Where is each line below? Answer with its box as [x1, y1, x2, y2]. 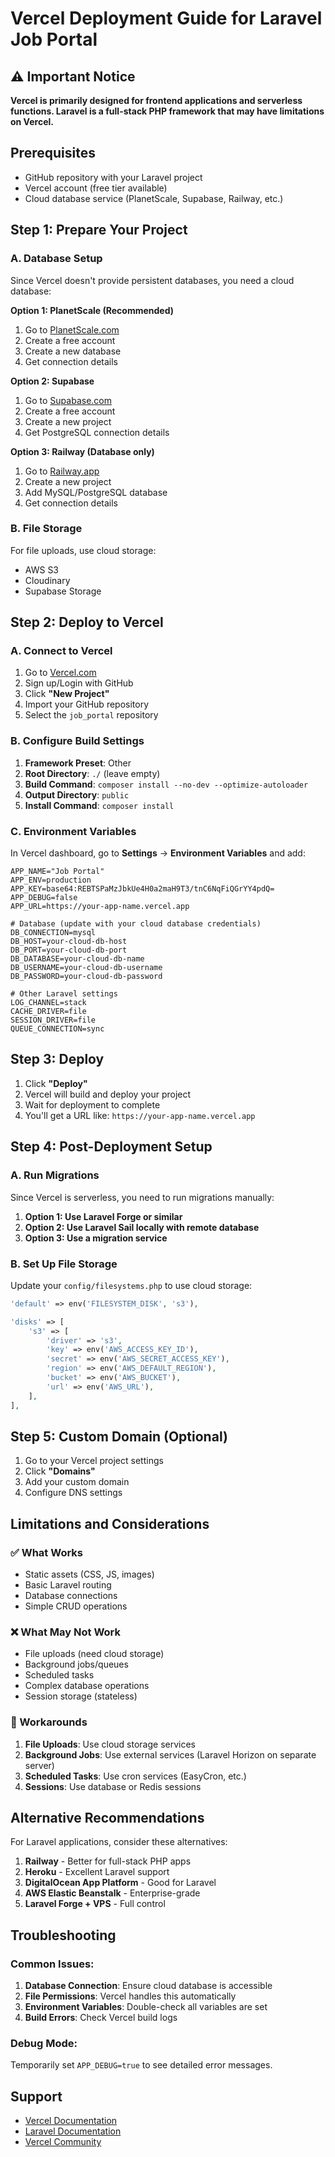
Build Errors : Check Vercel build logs [24, 2012, 178, 2024]
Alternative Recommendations [10, 1809, 205, 1826]
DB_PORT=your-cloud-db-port [10, 945, 128, 956]
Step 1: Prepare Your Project [10, 222, 188, 239]
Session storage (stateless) [24, 1690, 138, 1702]
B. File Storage [10, 522, 83, 536]
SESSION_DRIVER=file [10, 1015, 97, 1026]
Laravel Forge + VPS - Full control [24, 1898, 166, 1910]
